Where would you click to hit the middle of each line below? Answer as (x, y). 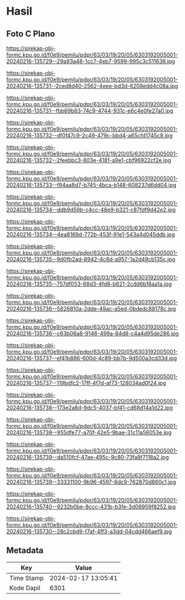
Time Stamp (27, 578)
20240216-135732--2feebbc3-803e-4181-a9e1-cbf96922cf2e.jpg (89, 160)
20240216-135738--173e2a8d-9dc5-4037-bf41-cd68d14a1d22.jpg (89, 408)
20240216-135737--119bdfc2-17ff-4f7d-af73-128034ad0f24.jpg (86, 383)
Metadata (25, 550)
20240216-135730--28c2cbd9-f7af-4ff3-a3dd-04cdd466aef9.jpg (89, 531)
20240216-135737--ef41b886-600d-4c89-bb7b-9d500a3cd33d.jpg (92, 358)
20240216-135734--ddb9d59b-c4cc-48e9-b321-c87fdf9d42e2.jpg (91, 210)
